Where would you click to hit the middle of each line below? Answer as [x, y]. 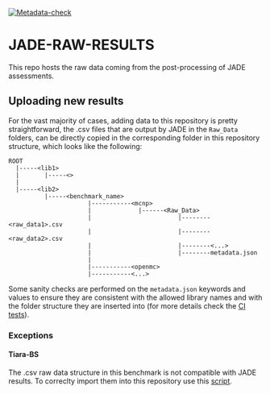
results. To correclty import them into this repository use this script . [120, 381]
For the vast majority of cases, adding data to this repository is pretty [123, 120]
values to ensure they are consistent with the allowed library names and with [135, 297]
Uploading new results [66, 101]
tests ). [19, 314]
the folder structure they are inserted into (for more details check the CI [127, 305]
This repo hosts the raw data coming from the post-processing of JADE [127, 67]
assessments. [31, 76]
